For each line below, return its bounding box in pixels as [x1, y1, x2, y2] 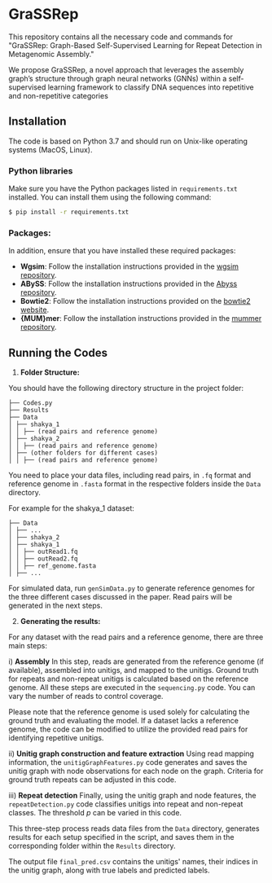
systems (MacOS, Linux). [8, 144, 93, 155]
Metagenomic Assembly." [8, 49, 94, 59]
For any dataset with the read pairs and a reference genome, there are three [8, 632, 264, 642]
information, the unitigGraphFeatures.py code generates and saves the [8, 758, 248, 767]
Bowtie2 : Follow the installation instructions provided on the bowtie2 [20, 297, 251, 306]
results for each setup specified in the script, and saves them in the [8, 832, 235, 842]
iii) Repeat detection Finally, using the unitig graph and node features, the [8, 791, 257, 801]
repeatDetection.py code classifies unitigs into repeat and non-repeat [8, 799, 243, 809]
